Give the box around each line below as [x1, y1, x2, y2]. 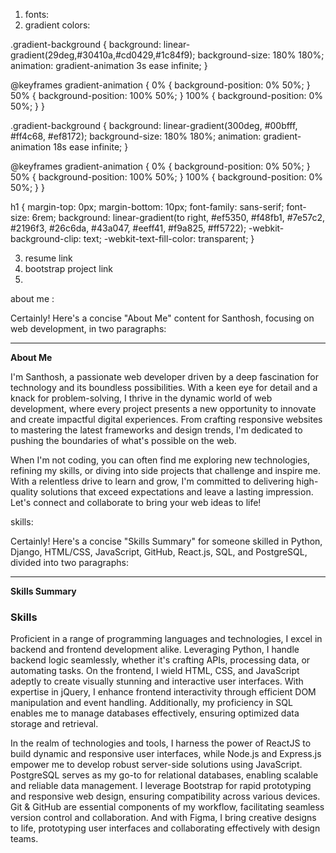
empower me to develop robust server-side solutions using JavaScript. [10, 759, 303, 771]
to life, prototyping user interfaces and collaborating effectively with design [10, 822, 321, 834]
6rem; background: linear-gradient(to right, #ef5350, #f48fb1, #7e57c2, [31, 212, 326, 223]
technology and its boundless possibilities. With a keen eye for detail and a [10, 382, 318, 393]
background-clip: [10, 233, 82, 244]
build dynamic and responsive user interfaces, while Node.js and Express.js [10, 748, 322, 760]
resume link [24, 252, 73, 264]
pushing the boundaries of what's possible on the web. [10, 435, 237, 446]
